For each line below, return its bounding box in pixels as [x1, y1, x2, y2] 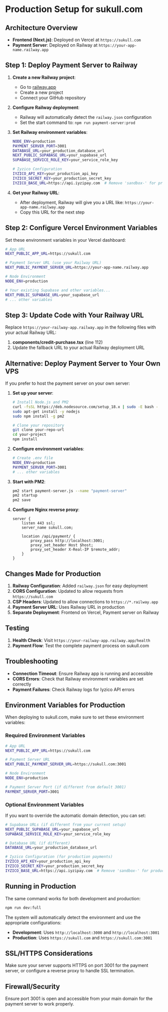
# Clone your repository [12, 423, 64, 428]
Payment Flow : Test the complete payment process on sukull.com [12, 642, 149, 648]
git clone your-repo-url [12, 427, 64, 432]
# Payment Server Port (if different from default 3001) [5, 784, 126, 789]
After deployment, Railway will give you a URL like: [19, 199, 124, 205]
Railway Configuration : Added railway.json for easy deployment [12, 583, 148, 589]
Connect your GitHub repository [19, 94, 86, 101]
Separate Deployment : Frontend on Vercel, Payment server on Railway [12, 609, 159, 615]
